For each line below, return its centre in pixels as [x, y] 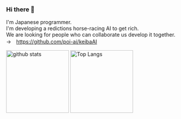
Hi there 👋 [21, 9]
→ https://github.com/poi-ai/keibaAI [52, 42]
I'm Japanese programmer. [39, 22]
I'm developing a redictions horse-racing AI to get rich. [73, 28]
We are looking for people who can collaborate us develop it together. [91, 35]
